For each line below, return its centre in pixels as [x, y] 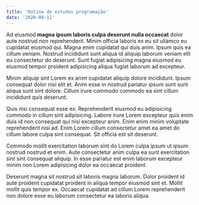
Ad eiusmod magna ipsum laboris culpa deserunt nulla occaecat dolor [95, 34]
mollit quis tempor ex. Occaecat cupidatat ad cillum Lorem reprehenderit [96, 189]
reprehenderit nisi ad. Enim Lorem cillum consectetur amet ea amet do [93, 128]
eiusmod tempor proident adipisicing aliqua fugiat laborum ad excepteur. [96, 66]
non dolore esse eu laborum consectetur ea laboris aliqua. [78, 195]
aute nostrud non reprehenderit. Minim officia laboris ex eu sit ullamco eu [97, 41]
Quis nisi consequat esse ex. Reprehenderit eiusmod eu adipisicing [89, 108]
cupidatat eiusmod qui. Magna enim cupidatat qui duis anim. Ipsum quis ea [99, 47]
